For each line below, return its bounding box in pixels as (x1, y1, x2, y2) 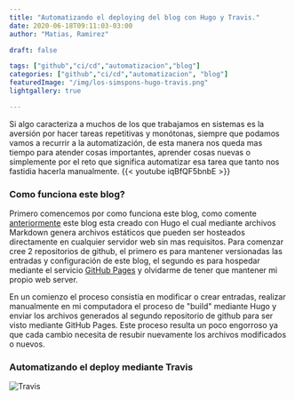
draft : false (9, 45, 58, 54)
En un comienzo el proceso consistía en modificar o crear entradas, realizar (9, 292, 286, 302)
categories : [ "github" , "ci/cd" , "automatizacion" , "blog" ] (9, 70, 228, 79)
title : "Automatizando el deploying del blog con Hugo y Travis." (9, 12, 260, 22)
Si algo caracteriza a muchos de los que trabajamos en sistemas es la (9, 118, 265, 129)
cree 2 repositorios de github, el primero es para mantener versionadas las (9, 246, 283, 257)
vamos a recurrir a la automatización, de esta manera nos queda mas (9, 137, 263, 148)
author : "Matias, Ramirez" (9, 29, 109, 38)
